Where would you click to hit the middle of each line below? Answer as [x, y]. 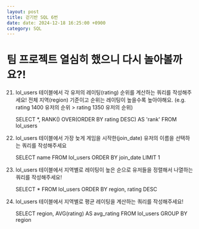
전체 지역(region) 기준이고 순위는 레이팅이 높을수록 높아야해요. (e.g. [107, 100]
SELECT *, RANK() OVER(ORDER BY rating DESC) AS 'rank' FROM [96, 120]
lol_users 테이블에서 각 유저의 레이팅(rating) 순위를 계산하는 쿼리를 [93, 93]
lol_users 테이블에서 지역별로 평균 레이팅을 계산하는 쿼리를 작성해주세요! [99, 201]
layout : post [23, 12]
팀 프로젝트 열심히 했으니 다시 [74, 60]
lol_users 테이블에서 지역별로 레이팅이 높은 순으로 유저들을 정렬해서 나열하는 [104, 170]
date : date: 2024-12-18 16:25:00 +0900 [56, 23]
